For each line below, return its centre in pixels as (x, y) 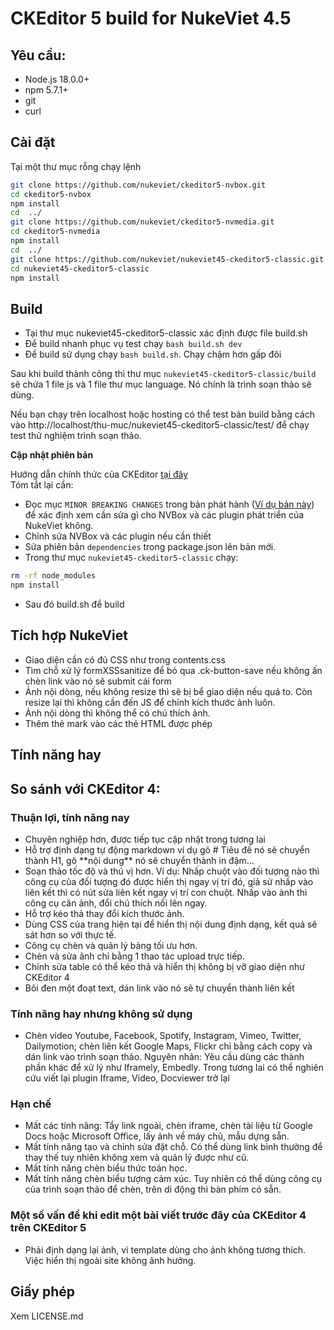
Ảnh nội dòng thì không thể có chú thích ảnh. (117, 713)
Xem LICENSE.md (47, 1316)
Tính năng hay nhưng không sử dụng (101, 1014)
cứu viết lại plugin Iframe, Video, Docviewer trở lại (127, 1078)
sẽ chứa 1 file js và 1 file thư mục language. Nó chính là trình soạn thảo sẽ (161, 384)
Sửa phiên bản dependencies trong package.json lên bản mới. (150, 547)
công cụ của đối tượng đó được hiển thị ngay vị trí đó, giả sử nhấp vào (169, 881)
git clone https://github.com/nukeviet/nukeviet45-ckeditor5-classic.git (167, 259)
